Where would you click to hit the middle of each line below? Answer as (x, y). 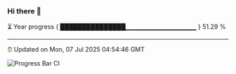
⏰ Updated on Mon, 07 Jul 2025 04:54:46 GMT (76, 50)
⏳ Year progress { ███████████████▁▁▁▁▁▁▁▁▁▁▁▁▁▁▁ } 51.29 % (117, 27)
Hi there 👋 (25, 11)
